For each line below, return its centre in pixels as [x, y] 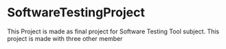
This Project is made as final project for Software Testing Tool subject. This [113, 31]
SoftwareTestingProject [76, 13]
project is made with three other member [65, 38]
